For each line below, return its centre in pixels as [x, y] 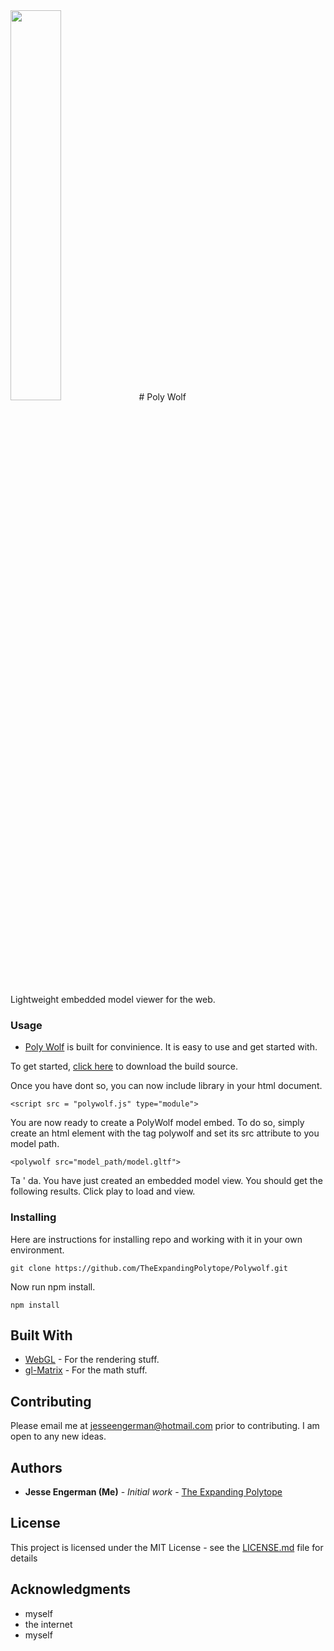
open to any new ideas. [58, 1436]
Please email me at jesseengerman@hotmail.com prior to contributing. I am [165, 1426]
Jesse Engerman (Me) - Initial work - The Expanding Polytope [153, 1492]
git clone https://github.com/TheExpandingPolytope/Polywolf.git [149, 1268]
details [24, 1558]
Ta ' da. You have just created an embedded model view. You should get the [166, 1181]
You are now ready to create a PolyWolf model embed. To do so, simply [157, 1123]
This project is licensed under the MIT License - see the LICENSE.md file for [167, 1547]
